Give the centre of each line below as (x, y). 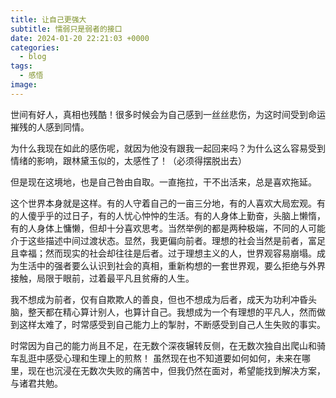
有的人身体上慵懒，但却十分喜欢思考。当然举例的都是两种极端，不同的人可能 (168, 228)
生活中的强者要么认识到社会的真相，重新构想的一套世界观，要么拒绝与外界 (172, 265)
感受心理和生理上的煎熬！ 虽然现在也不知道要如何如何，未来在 (173, 358)
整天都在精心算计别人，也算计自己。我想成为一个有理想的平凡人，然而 (172, 312)
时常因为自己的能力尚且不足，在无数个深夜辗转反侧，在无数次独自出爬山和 (163, 345)
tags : (21, 66)
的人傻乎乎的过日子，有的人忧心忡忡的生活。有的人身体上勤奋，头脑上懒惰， (168, 215)
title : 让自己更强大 (48, 19)
